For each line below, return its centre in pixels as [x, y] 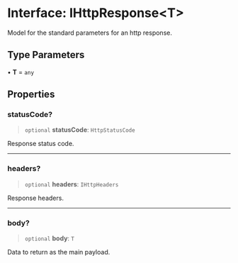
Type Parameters [46, 55]
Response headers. [35, 198]
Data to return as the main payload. [59, 252]
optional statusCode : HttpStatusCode [80, 130]
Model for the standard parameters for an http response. [90, 33]
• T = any [21, 72]
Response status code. [41, 144]
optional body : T [49, 238]
